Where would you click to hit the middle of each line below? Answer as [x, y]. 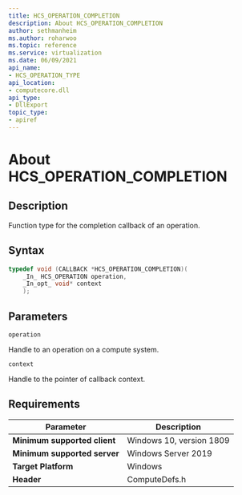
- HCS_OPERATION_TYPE [44, 75]
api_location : [32, 82]
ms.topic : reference [43, 46]
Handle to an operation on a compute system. [84, 350]
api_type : [25, 98]
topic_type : [28, 113]
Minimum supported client [64, 440]
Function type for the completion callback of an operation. [104, 225]
